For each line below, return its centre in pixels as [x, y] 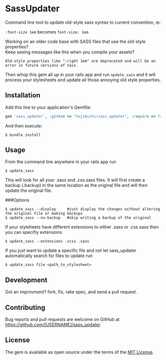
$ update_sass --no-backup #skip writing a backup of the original [78, 218]
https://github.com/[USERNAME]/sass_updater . [53, 325]
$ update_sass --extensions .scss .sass [47, 241]
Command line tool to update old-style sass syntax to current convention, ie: [83, 22]
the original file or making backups [44, 214]
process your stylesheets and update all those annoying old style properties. [83, 80]
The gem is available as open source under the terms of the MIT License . [80, 352]
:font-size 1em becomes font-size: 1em [47, 32]
